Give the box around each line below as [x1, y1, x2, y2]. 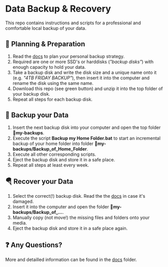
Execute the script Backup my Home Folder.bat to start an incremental [12, 135, 161, 141]
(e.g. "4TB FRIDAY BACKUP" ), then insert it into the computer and [12, 74, 150, 81]
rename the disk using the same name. [12, 80, 94, 86]
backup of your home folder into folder [12, 140, 94, 147]
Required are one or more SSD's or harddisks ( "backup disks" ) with [12, 59, 154, 65]
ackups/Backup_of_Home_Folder [12, 146, 87, 152]
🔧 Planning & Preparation [5, 40, 86, 49]
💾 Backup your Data [5, 111, 69, 119]
